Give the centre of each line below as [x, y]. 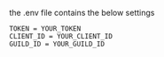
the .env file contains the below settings [82, 13]
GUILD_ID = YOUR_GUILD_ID [57, 44]
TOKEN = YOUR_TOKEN [45, 29]
